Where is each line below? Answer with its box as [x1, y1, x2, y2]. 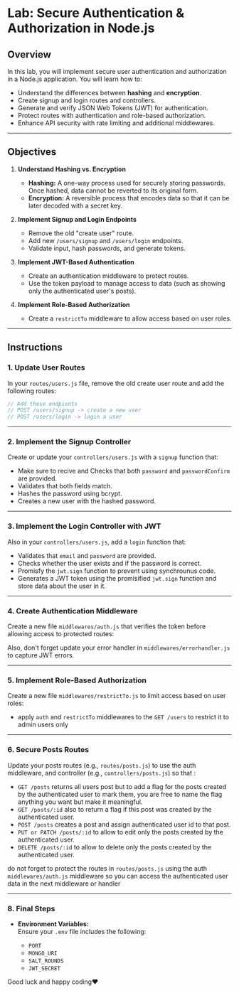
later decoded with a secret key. [28, 201, 123, 210]
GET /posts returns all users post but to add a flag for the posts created [17, 782, 227, 790]
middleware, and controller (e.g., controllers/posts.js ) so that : [7, 768, 196, 777]
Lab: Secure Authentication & [7, 5, 185, 21]
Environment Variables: [17, 919, 89, 928]
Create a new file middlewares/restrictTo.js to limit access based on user [7, 692, 226, 700]
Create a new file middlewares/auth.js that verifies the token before [7, 622, 206, 630]
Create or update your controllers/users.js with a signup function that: [7, 453, 218, 461]
